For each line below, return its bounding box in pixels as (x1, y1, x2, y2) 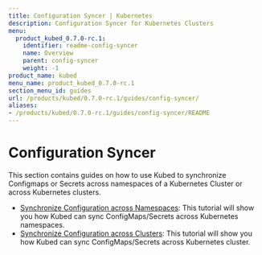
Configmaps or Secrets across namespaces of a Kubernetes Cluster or (8, 179, 243, 188)
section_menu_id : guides (8, 86, 92, 95)
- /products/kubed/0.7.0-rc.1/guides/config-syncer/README (8, 109, 211, 117)
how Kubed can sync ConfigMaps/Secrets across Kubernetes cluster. (19, 236, 251, 246)
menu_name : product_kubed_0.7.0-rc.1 (8, 79, 135, 87)
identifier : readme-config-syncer (23, 42, 138, 50)
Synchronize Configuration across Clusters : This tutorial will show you (19, 228, 253, 238)
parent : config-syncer (23, 57, 99, 65)
